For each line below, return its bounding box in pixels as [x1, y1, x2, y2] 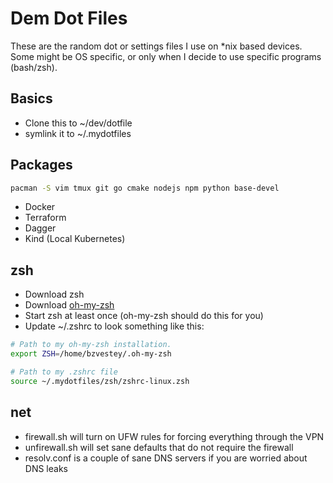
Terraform [24, 212, 67, 224]
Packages [10, 157, 73, 174]
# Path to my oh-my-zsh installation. [10, 340, 172, 350]
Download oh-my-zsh [24, 299, 115, 311]
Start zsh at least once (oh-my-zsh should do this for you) [24, 310, 264, 322]
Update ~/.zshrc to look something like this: [24, 320, 205, 332]
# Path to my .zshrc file [10, 367, 118, 377]
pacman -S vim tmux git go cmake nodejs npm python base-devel [10, 183, 280, 193]
